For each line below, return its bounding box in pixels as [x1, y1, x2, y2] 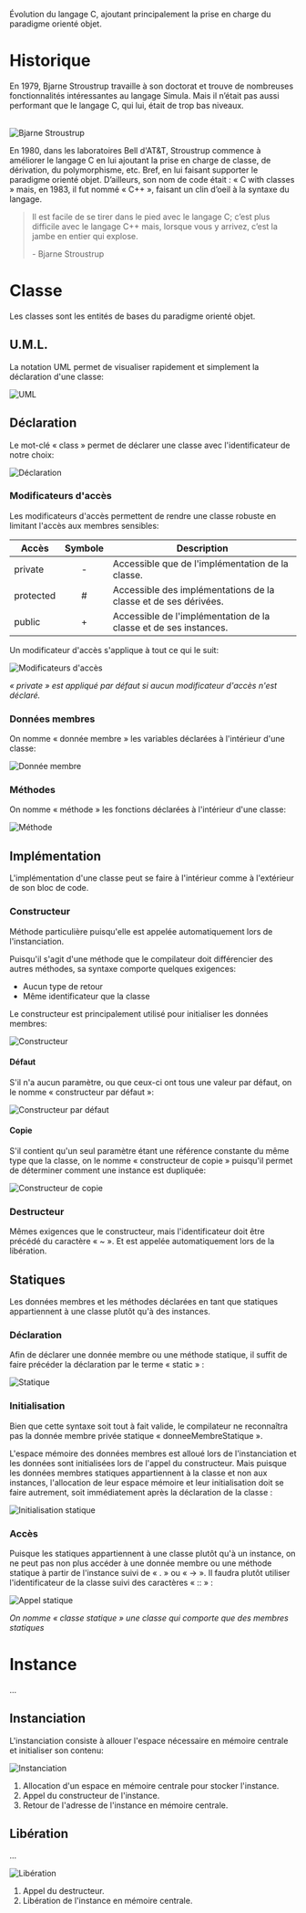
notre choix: [9, 449, 55, 460]
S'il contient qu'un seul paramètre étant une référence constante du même [9, 1145, 290, 1156]
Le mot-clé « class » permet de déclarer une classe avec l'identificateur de [9, 439, 291, 450]
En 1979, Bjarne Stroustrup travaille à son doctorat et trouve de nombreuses [9, 80, 294, 91]
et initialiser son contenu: [9, 1745, 104, 1756]
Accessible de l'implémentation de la [112, 609, 270, 622]
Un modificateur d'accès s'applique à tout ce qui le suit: [9, 644, 219, 655]
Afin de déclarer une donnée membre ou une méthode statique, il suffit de [9, 1349, 288, 1360]
